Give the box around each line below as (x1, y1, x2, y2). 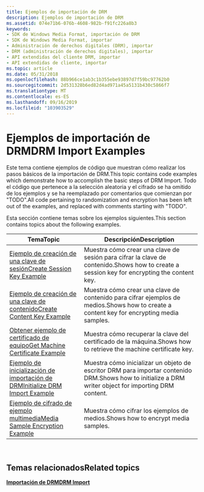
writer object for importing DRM (84, 381, 174, 390)
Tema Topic (27, 235, 60, 244)
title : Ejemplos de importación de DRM (6, 9, 107, 15)
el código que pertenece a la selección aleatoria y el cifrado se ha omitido (6, 183, 191, 191)
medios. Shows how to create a (84, 301, 172, 310)
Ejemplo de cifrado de (9, 399, 72, 408)
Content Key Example (9, 312, 71, 321)
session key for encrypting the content (84, 268, 194, 277)
